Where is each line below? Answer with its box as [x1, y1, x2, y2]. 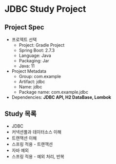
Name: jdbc [19, 84, 42, 89]
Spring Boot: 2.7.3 [19, 48, 55, 53]
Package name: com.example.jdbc [19, 89, 89, 95]
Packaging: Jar [19, 58, 49, 63]
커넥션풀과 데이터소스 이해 [11, 129, 62, 135]
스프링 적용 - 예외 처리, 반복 [11, 153, 64, 159]
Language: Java [19, 53, 52, 58]
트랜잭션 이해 [11, 135, 37, 141]
